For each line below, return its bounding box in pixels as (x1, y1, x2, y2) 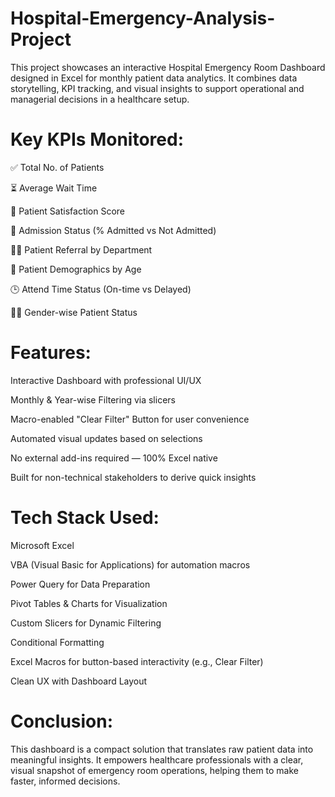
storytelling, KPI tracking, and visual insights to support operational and (10, 82, 305, 94)
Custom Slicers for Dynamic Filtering (10, 617, 162, 629)
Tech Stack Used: (10, 507, 160, 529)
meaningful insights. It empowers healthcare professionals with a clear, (10, 753, 304, 766)
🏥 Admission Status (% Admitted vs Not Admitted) (10, 224, 217, 236)
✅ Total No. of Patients (10, 161, 105, 173)
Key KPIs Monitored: (10, 128, 184, 151)
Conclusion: (10, 710, 114, 732)
